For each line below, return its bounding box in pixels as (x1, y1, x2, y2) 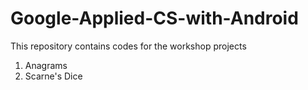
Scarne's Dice (24, 70, 83, 82)
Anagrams (24, 59, 68, 71)
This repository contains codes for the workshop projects (10, 40, 247, 52)
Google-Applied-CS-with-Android (10, 7, 299, 30)
